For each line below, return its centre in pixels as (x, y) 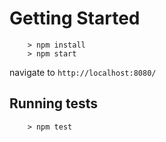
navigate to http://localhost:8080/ (83, 72)
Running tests (54, 103)
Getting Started (75, 18)
